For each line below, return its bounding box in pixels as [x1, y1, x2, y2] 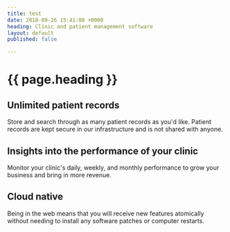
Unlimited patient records [7, 99, 120, 111]
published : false [7, 36, 57, 43]
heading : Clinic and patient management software [7, 23, 154, 30]
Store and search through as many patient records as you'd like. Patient [7, 118, 212, 126]
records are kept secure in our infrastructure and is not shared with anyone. [7, 125, 223, 134]
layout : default [7, 29, 54, 37]
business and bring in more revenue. [7, 170, 112, 179]
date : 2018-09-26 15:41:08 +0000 [7, 17, 104, 24]
